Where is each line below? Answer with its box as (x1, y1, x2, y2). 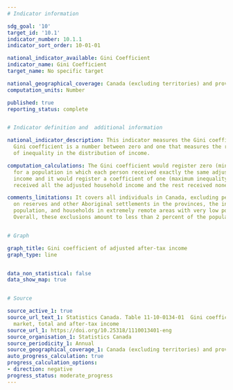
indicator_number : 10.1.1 (7, 35, 82, 42)
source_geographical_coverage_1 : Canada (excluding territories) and (7, 346, 213, 353)
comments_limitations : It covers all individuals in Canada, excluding (7, 194, 218, 202)
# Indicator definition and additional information (7, 124, 163, 131)
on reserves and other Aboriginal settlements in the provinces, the (13, 201, 218, 208)
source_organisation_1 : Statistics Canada (7, 333, 132, 341)
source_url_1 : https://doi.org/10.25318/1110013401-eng (7, 327, 172, 334)
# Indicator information (7, 10, 79, 17)
